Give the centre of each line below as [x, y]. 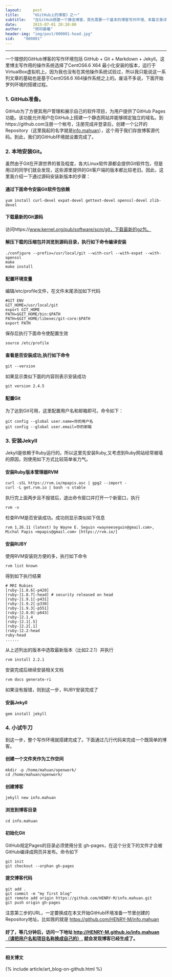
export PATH [18, 323]
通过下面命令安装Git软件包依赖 [38, 189]
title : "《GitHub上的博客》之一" [42, 15]
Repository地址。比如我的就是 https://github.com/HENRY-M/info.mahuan [82, 919]
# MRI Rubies [19, 586]
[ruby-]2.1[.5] [21, 622]
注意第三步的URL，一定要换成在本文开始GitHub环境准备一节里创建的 [78, 913]
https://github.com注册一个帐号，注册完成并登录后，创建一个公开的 [76, 124]
